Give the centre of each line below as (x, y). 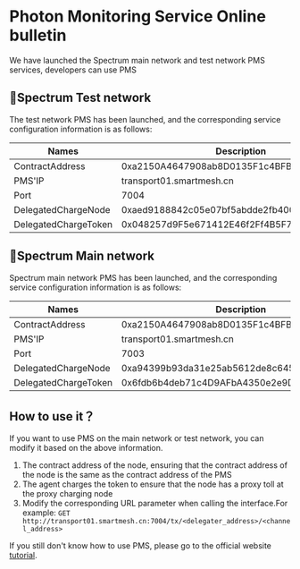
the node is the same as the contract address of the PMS (127, 475)
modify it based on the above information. (86, 448)
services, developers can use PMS (73, 70)
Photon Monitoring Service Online (137, 17)
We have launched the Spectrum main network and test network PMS (137, 60)
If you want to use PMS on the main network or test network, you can (137, 438)
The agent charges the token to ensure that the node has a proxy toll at (153, 484)
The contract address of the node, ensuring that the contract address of (155, 465)
